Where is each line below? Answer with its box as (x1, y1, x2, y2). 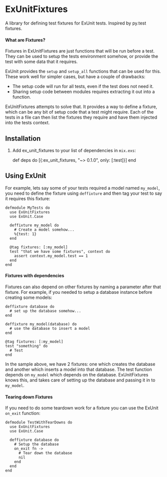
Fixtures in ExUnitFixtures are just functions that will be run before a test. (5, 48, 155, 54)
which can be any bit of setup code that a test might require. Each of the (5, 109, 154, 115)
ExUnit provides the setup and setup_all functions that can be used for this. (5, 69, 161, 75)
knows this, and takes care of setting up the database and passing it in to (5, 377, 156, 383)
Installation (5, 134, 41, 143)
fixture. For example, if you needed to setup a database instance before (5, 289, 153, 295)
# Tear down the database (18, 450, 72, 456)
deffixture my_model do (9, 223, 59, 228)
